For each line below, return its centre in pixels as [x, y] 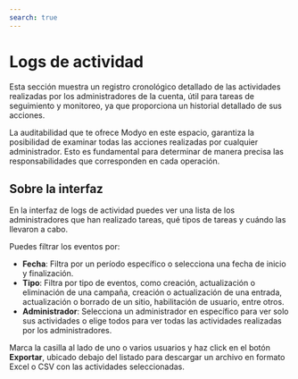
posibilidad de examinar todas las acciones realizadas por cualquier [134, 142]
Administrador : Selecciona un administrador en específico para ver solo [155, 312]
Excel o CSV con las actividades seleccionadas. [97, 366]
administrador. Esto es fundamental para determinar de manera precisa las [146, 151]
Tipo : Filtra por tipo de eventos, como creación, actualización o [139, 283]
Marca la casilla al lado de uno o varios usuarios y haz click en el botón [140, 348]
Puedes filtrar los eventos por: [65, 247]
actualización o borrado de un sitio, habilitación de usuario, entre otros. [153, 302]
